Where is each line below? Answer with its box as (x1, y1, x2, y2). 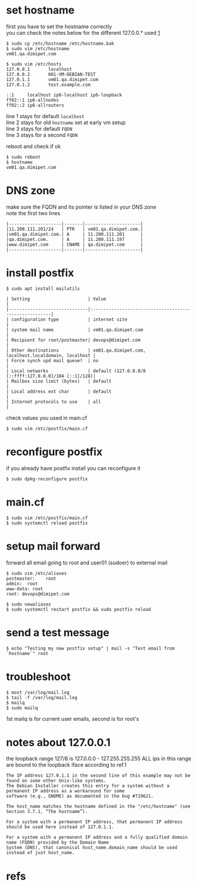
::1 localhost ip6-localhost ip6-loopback (6, 92, 122, 98)
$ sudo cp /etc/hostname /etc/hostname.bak (6, 41, 115, 46)
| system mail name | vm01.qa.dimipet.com (6, 327, 143, 333)
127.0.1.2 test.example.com (6, 82, 91, 88)
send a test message (6, 626, 110, 639)
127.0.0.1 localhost (6, 66, 72, 72)
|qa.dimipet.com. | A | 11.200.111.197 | (6, 236, 143, 242)
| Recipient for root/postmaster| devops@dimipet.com (6, 337, 141, 343)
